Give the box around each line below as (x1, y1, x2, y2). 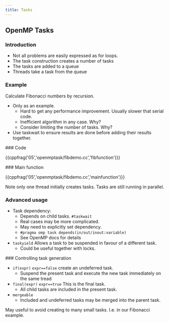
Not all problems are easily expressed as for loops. (12, 52, 119, 59)
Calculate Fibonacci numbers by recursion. (5, 93, 95, 99)
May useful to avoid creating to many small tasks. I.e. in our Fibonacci (5, 306, 150, 313)
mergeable (12, 292, 34, 298)
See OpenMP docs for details (20, 234, 82, 240)
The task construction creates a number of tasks (12, 58, 114, 64)
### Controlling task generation (5, 255, 72, 261)
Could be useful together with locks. (20, 245, 96, 251)
